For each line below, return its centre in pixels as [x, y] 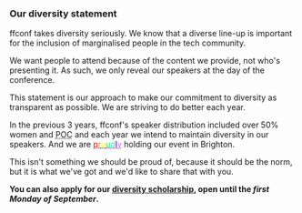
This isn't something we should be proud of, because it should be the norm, [151, 162]
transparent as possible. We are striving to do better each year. [127, 107]
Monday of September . [54, 199]
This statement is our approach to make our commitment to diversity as [143, 97]
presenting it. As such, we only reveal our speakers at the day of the [137, 70]
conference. [32, 80]
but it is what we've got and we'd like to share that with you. [121, 172]
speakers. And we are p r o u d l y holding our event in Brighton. [122, 145]
